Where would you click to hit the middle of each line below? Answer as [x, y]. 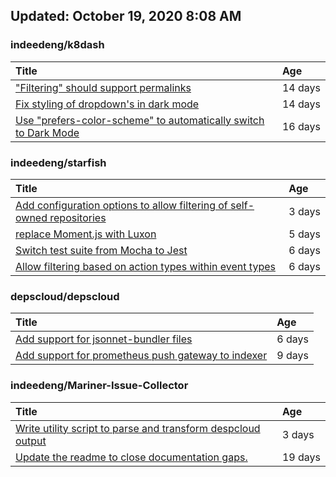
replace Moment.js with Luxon [86, 234]
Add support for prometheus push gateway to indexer [141, 356]
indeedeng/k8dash [57, 45]
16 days [301, 126]
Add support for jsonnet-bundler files [104, 339]
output [31, 441]
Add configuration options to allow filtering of [121, 205]
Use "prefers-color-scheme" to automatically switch [140, 120]
